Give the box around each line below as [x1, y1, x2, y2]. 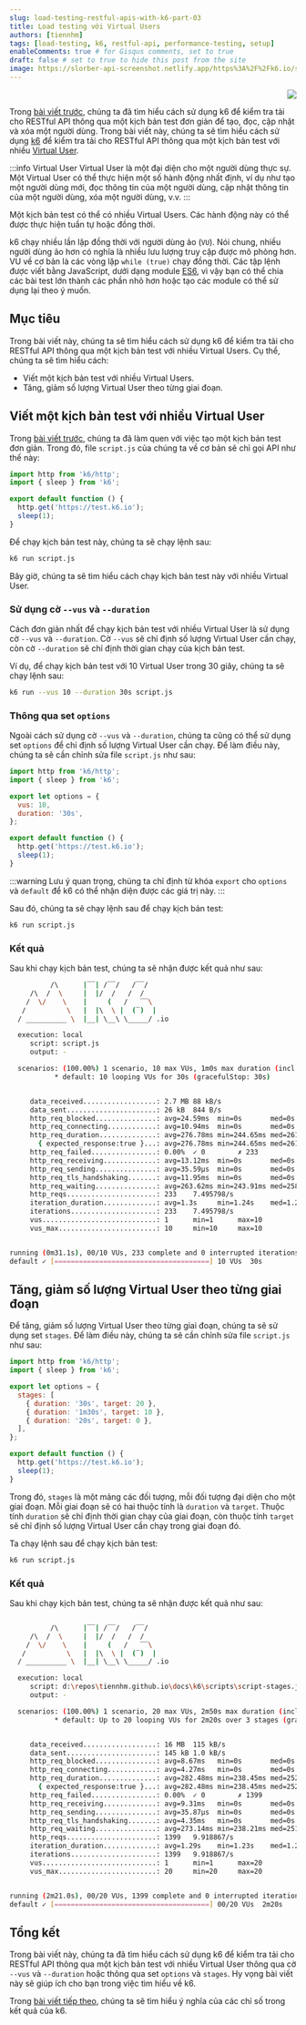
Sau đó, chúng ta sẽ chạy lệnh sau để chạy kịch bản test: [9, 902, 224, 913]
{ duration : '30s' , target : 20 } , [25, 1399, 157, 1408]
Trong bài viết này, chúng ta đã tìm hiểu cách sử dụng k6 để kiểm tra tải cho [9, 1949, 295, 1960]
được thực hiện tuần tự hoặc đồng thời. [9, 219, 156, 229]
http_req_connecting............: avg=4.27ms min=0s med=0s [29, 1766, 296, 1775]
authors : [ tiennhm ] [9, 30, 84, 39]
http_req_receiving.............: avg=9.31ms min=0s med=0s [29, 1799, 296, 1808]
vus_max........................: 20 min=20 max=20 [29, 1867, 262, 1876]
